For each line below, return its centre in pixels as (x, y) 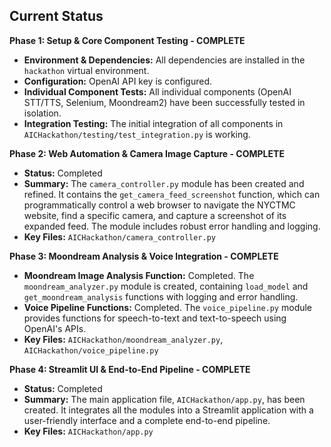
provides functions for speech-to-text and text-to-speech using (155, 318)
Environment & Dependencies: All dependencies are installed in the (164, 60)
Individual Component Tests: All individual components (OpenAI (157, 91)
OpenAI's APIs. (55, 328)
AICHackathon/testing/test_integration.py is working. (137, 134)
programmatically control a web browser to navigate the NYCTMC (159, 205)
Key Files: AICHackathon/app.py (88, 431)
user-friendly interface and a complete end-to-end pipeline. (147, 420)
